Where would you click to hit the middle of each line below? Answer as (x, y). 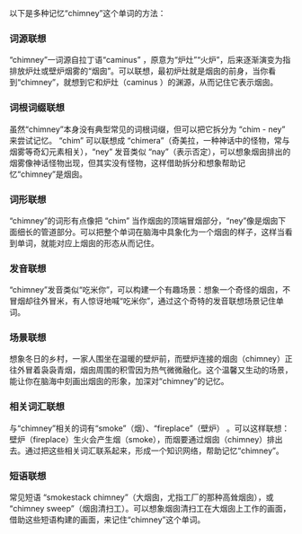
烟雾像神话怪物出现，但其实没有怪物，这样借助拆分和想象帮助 (124, 162)
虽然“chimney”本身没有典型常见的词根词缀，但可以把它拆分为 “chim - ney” (147, 129)
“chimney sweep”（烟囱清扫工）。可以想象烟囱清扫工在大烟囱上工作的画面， (150, 509)
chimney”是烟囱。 (54, 174)
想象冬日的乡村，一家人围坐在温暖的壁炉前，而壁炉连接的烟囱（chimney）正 (151, 359)
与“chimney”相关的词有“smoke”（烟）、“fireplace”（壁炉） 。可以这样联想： (150, 428)
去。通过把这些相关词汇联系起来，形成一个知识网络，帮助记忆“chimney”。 (147, 451)
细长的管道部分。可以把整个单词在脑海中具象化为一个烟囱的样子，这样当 (151, 232)
